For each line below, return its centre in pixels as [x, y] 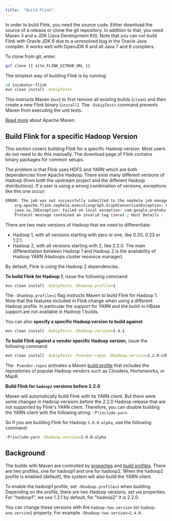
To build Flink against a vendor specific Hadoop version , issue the [76, 341]
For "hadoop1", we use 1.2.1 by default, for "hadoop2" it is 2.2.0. [72, 497]
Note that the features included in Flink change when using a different [79, 301]
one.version [18, 513]
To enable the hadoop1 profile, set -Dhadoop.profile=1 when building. [79, 486]
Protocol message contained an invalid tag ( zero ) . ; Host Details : [89, 215]
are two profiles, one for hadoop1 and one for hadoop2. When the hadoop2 [84, 471]
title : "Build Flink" [29, 10]
